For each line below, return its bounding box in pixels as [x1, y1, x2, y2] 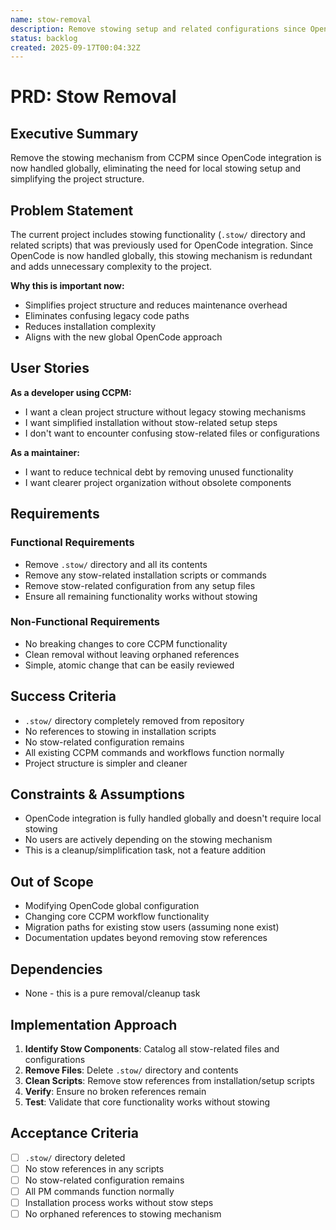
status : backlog [10, 33, 78, 43]
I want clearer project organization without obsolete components [24, 476, 292, 488]
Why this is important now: [10, 280, 125, 292]
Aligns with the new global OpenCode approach [24, 331, 223, 343]
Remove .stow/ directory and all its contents [24, 558, 208, 570]
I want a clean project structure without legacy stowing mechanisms [24, 406, 307, 418]
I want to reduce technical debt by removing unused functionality [24, 466, 294, 478]
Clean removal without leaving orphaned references [24, 648, 240, 660]
